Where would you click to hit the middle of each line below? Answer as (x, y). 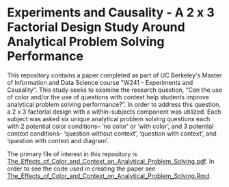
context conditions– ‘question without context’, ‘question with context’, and (112, 133)
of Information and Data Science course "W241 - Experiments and (100, 82)
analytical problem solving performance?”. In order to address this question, (114, 104)
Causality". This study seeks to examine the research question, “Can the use (115, 90)
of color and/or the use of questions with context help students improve (108, 97)
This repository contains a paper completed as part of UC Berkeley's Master (114, 75)
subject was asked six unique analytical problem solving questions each (109, 119)
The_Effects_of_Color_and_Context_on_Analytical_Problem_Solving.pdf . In (111, 161)
